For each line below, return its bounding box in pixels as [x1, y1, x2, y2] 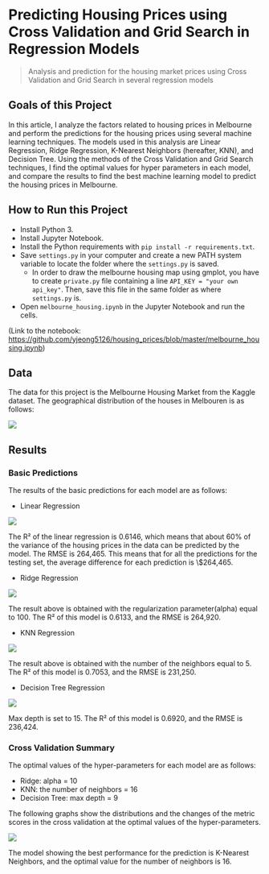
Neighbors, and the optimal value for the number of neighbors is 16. [8, 856, 232, 867]
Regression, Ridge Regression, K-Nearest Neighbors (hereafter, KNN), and [8, 145, 255, 155]
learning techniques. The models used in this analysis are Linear [8, 137, 221, 147]
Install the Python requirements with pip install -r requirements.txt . [19, 242, 255, 251]
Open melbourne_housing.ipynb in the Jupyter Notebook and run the [19, 301, 246, 311]
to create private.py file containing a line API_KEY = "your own [31, 275, 238, 285]
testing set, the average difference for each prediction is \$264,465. [8, 557, 234, 567]
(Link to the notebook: [8, 325, 82, 335]
